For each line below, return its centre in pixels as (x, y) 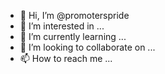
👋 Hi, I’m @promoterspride (74, 15)
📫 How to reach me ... (66, 58)
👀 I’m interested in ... (62, 26)
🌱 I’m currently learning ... (73, 36)
